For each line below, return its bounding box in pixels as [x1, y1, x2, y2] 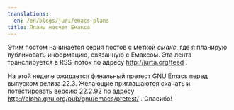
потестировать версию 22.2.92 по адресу [7, 87, 135, 96]
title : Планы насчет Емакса [7, 23, 91, 31]
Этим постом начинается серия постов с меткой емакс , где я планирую [7, 43, 228, 52]
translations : [7, 10, 50, 18]
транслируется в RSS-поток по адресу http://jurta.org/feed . [7, 58, 188, 67]
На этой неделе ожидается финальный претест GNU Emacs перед [7, 72, 208, 80]
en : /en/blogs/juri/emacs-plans [13, 17, 110, 24]
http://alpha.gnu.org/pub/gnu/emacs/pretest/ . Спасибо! [7, 94, 172, 103]
